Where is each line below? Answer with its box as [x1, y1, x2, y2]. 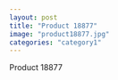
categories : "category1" [9, 37, 102, 47]
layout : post [9, 12, 58, 22]
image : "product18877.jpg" [9, 29, 110, 38]
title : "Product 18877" [9, 21, 98, 30]
